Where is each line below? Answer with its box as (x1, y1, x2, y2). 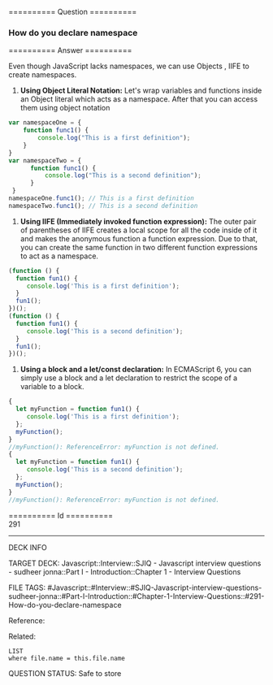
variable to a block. (19, 382, 84, 392)
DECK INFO (8, 542, 47, 552)
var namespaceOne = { (8, 119, 82, 127)
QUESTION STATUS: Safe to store (8, 668, 122, 678)
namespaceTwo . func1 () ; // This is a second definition (8, 202, 198, 210)
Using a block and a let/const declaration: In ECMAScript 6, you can (19, 365, 252, 375)
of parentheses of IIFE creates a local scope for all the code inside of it (19, 225, 258, 235)
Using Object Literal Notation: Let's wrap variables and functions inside (19, 85, 262, 96)
